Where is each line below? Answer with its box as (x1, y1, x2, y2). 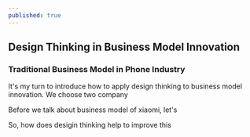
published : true (8, 11, 61, 20)
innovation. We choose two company (8, 90, 128, 99)
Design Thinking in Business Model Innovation (8, 41, 241, 54)
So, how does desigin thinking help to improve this (8, 121, 171, 130)
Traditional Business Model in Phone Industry (8, 63, 186, 74)
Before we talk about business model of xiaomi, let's (8, 105, 178, 114)
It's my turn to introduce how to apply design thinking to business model (8, 81, 242, 91)
